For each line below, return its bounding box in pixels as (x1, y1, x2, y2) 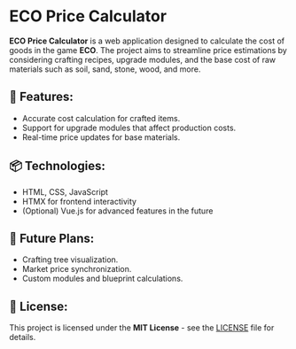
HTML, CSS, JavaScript (21, 186, 109, 197)
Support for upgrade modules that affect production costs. (21, 122, 237, 133)
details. (9, 332, 36, 343)
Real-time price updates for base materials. (21, 131, 181, 143)
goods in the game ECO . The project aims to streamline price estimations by (9, 44, 288, 55)
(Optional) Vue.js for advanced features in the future (21, 206, 214, 216)
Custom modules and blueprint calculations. (21, 273, 183, 284)
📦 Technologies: (9, 159, 106, 174)
